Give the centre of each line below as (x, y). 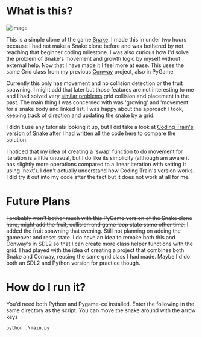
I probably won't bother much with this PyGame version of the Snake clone (99, 218)
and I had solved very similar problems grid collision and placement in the (98, 96)
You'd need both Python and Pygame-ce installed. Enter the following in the (100, 304)
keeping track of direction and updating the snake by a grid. (80, 115)
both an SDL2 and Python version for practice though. (73, 263)
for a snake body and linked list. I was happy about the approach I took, (95, 109)
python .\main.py (28, 328)
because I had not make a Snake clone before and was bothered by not (95, 46)
